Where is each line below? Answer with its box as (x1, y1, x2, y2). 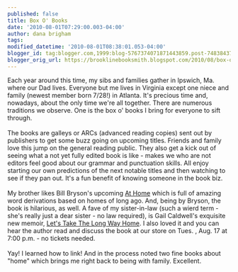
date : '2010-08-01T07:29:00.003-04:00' (7, 23, 125, 30)
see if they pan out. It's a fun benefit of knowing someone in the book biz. (7, 174, 223, 182)
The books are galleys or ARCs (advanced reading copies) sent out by (7, 128, 212, 137)
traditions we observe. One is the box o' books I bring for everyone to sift (7, 106, 221, 114)
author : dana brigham (7, 30, 72, 38)
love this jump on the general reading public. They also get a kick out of (7, 143, 217, 152)
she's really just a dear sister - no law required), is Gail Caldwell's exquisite (7, 211, 226, 220)
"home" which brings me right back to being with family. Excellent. (7, 256, 202, 265)
